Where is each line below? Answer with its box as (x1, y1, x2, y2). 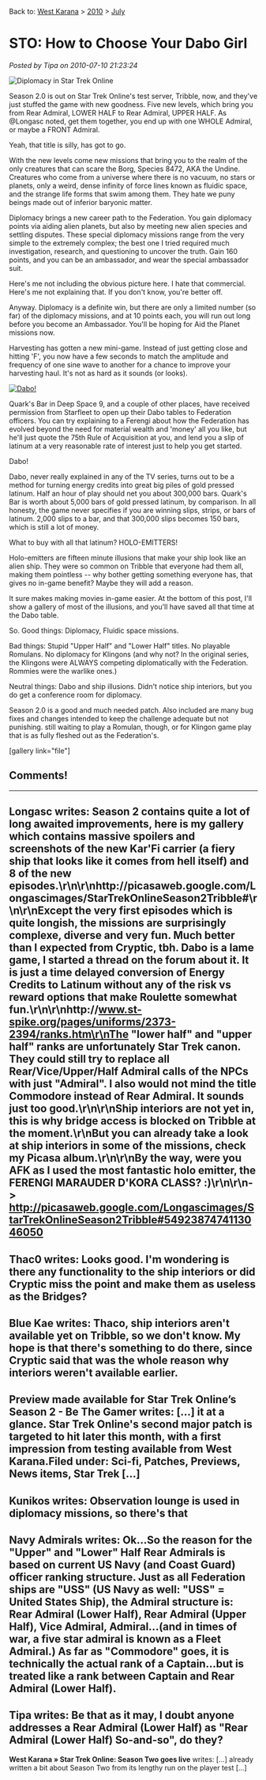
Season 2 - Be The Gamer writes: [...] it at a (9, 1405, 225, 1419)
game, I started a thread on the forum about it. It (9, 953, 249, 967)
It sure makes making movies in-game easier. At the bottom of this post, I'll (9, 593, 252, 603)
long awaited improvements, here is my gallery (9, 817, 244, 831)
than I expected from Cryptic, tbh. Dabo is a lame (9, 941, 255, 955)
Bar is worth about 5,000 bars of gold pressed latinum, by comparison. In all (9, 496, 257, 506)
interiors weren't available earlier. (9, 1366, 178, 1379)
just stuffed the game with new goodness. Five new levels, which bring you (9, 99, 253, 109)
